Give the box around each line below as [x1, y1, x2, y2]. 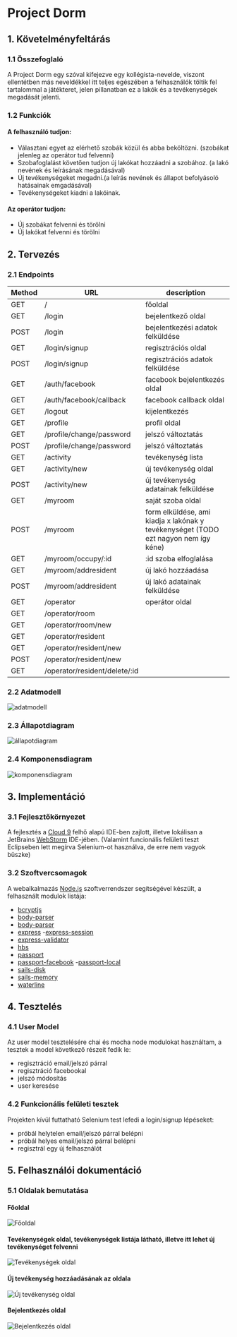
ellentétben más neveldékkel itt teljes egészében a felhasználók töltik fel [7, 78, 217, 86]
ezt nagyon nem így [145, 533, 211, 543]
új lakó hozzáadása [145, 565, 209, 575]
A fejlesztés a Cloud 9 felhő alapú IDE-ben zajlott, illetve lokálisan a [7, 828, 203, 837]
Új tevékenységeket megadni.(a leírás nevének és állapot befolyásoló [17, 174, 219, 181]
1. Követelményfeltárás [7, 33, 111, 45]
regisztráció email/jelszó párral [17, 1059, 108, 1067]
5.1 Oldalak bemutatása [7, 1186, 89, 1196]
